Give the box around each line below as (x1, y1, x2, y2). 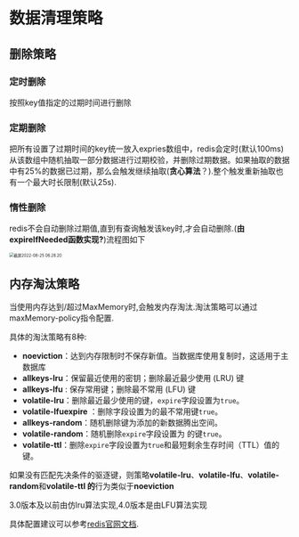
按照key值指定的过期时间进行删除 (9, 97, 132, 108)
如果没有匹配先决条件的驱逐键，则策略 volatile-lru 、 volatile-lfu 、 (9, 469, 248, 481)
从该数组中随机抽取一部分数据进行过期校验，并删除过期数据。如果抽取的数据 (9, 155, 290, 166)
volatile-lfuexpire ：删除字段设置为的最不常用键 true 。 (21, 406, 223, 417)
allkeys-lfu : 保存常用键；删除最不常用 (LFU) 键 (21, 384, 196, 395)
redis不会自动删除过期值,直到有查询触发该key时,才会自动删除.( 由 (9, 224, 245, 234)
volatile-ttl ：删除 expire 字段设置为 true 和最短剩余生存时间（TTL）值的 (21, 440, 280, 451)
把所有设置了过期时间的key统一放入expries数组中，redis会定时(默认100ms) (9, 143, 285, 154)
